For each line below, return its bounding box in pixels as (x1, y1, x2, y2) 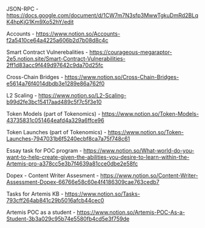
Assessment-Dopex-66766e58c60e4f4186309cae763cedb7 (6, 178, 160, 186)
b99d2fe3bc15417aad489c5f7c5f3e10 (6, 98, 102, 105)
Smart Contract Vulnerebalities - (6, 48, 88, 56)
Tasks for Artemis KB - (6, 190, 64, 197)
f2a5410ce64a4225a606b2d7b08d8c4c (6, 37, 109, 44)
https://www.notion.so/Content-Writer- (100, 172, 198, 179)
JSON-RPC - (6, 6, 39, 12)
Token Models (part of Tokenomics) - (6, 110, 101, 117)
